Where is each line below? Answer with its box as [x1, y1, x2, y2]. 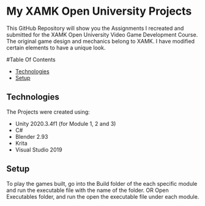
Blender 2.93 [15, 133, 48, 140]
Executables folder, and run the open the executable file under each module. [6, 193, 199, 200]
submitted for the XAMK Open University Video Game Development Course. [6, 31, 198, 38]
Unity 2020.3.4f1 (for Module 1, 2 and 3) [15, 120, 116, 127]
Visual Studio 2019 [15, 145, 62, 153]
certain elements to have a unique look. [6, 44, 106, 51]
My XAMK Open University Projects [6, 4, 192, 18]
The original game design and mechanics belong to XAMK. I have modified [6, 37, 195, 45]
